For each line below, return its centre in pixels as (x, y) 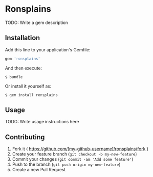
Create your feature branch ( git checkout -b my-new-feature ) (75, 154)
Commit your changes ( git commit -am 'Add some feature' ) (73, 159)
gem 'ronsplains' (23, 59)
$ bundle (14, 77)
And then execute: (23, 68)
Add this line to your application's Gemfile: (48, 49)
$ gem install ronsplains (31, 95)
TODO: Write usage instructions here (42, 122)
